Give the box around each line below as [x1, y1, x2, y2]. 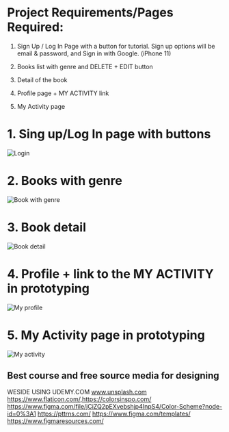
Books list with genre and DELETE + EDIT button [16, 62, 154, 71]
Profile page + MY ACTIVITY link [16, 89, 109, 97]
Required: [7, 19, 64, 35]
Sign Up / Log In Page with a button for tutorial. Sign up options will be [16, 42, 215, 50]
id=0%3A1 [7, 409, 36, 418]
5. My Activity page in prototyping [7, 327, 205, 343]
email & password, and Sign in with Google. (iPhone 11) [16, 49, 172, 58]
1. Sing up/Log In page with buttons [7, 127, 211, 142]
